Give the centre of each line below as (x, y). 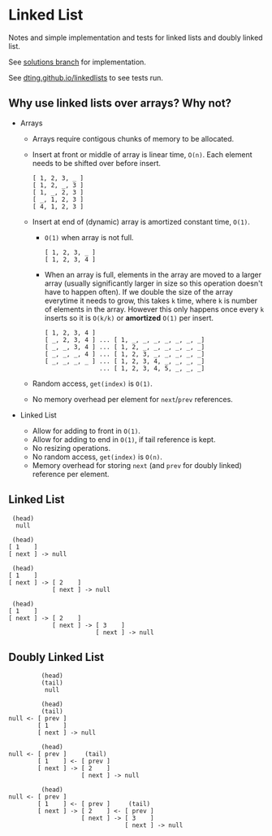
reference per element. (71, 474)
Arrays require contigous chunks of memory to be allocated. (133, 138)
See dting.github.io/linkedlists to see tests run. (86, 77)
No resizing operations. (71, 448)
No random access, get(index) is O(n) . (97, 457)
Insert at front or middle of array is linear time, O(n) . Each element (142, 154)
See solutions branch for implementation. (77, 62)
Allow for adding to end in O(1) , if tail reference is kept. (124, 439)
